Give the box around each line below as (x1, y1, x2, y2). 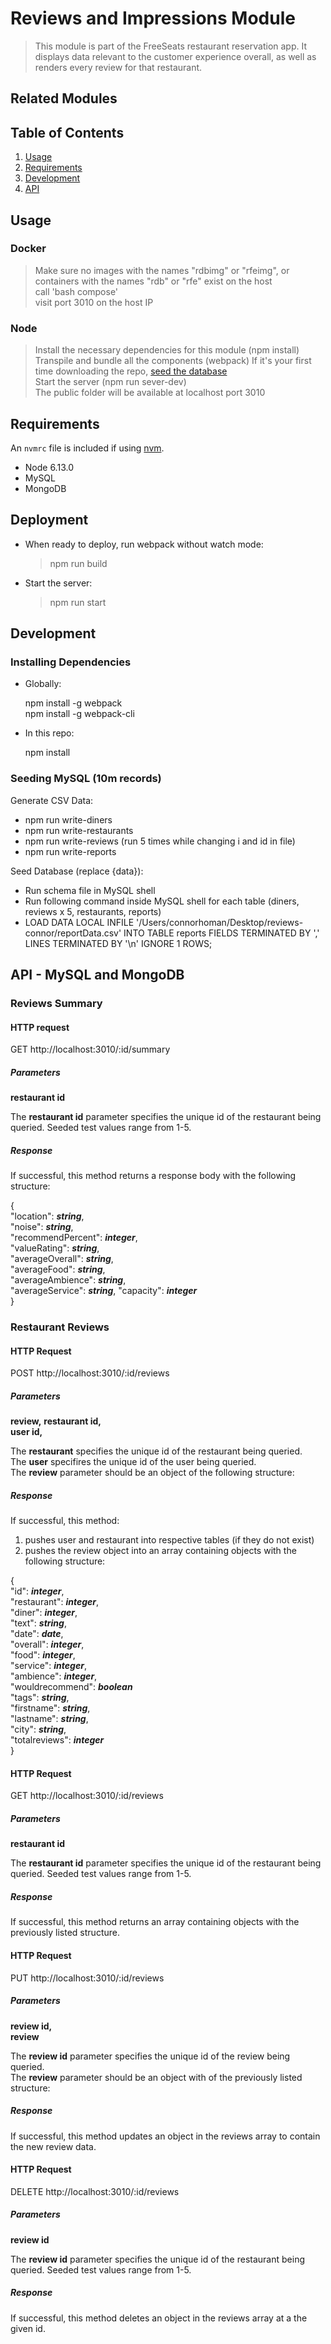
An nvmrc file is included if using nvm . (10, 442, 165, 454)
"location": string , (10, 1210, 85, 1222)
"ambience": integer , (10, 1670, 98, 1682)
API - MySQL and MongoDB (10, 967, 185, 984)
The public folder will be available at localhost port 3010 (34, 387, 266, 399)
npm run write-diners (24, 813, 113, 826)
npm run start (49, 596, 107, 608)
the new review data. (10, 2140, 97, 2152)
